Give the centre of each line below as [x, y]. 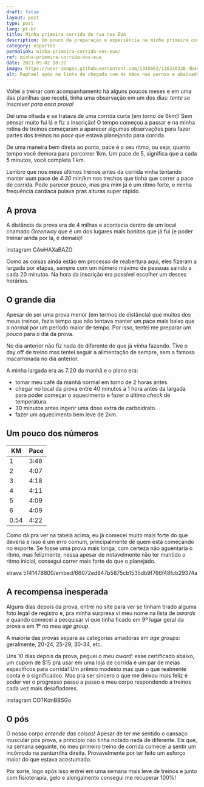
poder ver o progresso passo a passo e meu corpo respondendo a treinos [99, 682]
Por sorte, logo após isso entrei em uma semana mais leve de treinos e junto [102, 771]
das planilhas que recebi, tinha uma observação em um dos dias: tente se [98, 98]
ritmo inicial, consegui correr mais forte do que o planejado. [81, 561]
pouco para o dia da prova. [40, 334]
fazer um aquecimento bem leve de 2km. [66, 414]
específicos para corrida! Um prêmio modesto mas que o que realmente [97, 668]
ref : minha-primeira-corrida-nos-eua [54, 57]
